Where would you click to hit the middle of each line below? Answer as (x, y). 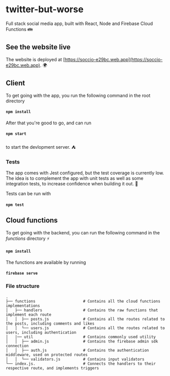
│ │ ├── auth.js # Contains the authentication (77, 350)
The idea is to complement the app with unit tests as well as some (75, 178)
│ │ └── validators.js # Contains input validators (75, 359)
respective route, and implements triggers (53, 368)
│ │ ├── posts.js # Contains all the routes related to (86, 319)
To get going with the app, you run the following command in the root (78, 95)
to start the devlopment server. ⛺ (41, 147)
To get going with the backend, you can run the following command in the (83, 232)
